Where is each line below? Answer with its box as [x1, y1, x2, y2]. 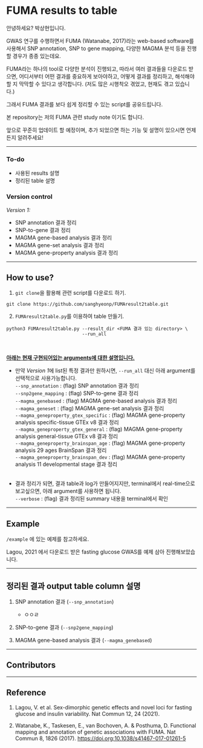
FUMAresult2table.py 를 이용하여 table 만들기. [14, 312, 124, 320]
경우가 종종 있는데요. [12, 52, 62, 59]
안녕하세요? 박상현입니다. [6, 24, 66, 31]
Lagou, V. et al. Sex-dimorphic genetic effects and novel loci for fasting [14, 703, 192, 711]
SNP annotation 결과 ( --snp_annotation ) [14, 598, 114, 605]
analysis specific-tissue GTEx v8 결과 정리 [14, 419, 119, 426]
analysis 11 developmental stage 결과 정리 [14, 460, 118, 468]
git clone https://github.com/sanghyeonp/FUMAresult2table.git [6, 301, 169, 308]
